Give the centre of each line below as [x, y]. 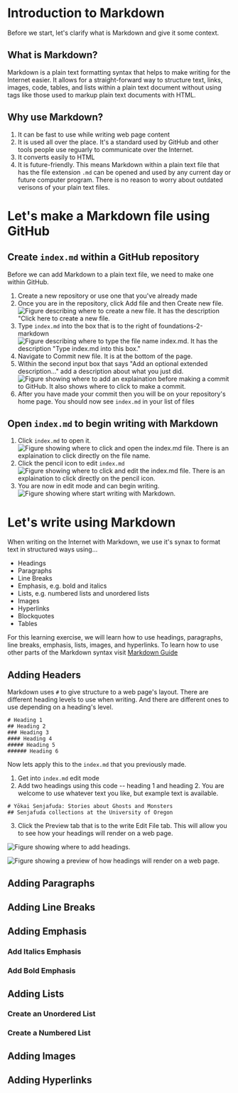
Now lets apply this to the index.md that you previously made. [97, 765]
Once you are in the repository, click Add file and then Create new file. [120, 303]
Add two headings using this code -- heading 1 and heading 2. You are [121, 786]
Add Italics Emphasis [44, 952]
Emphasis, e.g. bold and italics [62, 586]
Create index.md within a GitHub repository [103, 257]
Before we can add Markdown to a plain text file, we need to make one [111, 274]
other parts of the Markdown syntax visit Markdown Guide [93, 652]
